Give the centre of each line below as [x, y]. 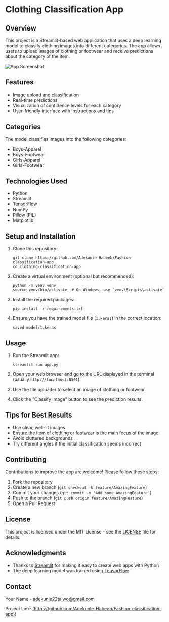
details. [13, 537]
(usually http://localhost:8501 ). [47, 379]
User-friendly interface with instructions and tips [63, 111]
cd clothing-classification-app [47, 267]
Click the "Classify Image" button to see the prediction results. [77, 399]
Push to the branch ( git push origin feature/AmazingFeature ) [78, 498]
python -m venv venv [34, 286]
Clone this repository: [35, 249]
